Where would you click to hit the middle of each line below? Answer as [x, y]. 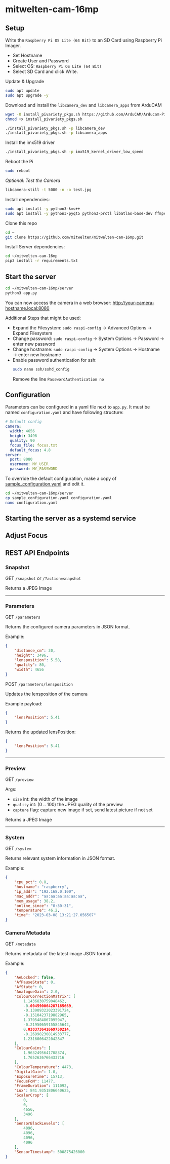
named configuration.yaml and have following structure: [65, 412]
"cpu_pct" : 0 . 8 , [32, 882]
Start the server [31, 276]
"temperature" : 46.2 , [37, 911]
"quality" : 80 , [30, 665]
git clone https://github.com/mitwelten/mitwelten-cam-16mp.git [74, 237]
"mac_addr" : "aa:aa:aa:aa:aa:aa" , [51, 896]
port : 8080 [21, 460]
